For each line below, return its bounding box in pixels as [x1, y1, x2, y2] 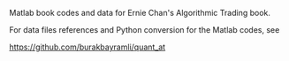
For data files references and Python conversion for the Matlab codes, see [9, 25, 280, 34]
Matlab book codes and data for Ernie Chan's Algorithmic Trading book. [9, 8, 271, 18]
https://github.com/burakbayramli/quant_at [9, 42, 166, 52]
